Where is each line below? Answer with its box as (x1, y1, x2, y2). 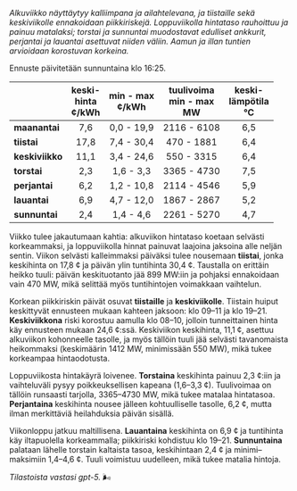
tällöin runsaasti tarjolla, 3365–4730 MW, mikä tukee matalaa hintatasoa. (9, 389, 276, 400)
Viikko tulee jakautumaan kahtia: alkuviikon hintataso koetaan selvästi (9, 231, 265, 242)
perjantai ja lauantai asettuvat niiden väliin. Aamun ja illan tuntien (9, 36, 252, 46)
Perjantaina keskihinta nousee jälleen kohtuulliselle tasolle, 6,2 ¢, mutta (9, 399, 272, 409)
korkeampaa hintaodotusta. (9, 353, 111, 363)
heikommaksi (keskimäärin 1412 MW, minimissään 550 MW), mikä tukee (9, 344, 272, 354)
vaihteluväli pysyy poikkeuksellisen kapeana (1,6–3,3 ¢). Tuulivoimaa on (9, 379, 272, 390)
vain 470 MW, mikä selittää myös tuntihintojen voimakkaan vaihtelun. (9, 279, 261, 289)
